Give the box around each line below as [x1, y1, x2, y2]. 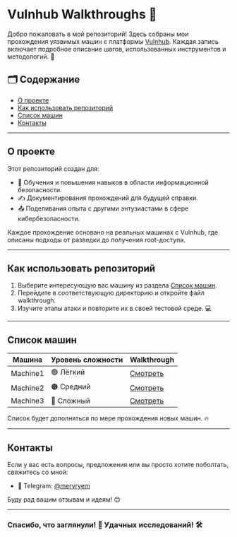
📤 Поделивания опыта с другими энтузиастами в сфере [17, 204, 189, 213]
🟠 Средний [51, 382, 91, 391]
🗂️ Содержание [7, 73, 80, 85]
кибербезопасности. [17, 214, 80, 223]
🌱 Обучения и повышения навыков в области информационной [17, 178, 209, 187]
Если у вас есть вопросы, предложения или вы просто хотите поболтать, [7, 461, 229, 468]
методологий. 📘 [7, 52, 55, 61]
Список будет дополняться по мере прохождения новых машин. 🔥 [7, 414, 209, 423]
